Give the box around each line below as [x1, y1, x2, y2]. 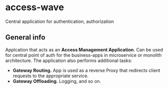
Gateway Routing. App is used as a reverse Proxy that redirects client [12, 67, 160, 73]
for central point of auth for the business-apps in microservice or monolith [5, 52, 162, 58]
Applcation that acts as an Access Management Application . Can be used [5, 46, 163, 52]
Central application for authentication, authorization [5, 18, 114, 24]
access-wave [5, 2, 64, 13]
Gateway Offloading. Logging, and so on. [12, 78, 101, 84]
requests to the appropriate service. [12, 73, 89, 79]
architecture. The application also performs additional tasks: [5, 57, 132, 64]
